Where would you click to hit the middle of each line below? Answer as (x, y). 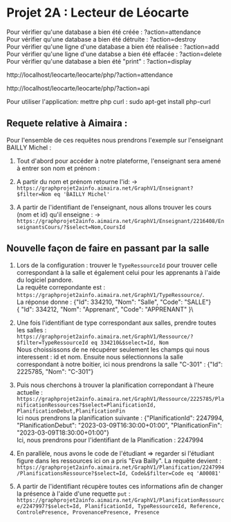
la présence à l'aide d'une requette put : (73, 494)
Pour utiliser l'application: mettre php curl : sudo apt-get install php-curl (109, 101)
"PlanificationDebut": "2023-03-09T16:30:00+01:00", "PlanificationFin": (119, 425)
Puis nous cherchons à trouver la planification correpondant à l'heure (115, 385)
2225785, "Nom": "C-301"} (55, 371)
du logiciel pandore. (45, 280)
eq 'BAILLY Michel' (82, 194)
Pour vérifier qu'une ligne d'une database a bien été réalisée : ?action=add (113, 46)
